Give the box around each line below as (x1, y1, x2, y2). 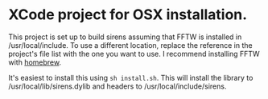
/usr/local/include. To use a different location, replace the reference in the (8, 40, 253, 49)
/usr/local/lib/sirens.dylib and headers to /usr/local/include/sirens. (8, 81, 227, 91)
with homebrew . (8, 57, 62, 67)
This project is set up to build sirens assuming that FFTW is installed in (8, 32, 242, 42)
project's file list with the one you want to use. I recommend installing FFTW (8, 49, 260, 58)
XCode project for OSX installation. (8, 6, 248, 24)
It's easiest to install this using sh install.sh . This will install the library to (8, 73, 254, 82)
